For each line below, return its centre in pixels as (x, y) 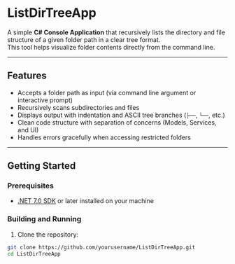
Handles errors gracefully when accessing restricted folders (104, 137)
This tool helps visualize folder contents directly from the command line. (111, 47)
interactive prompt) (45, 100)
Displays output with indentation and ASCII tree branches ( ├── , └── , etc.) (121, 115)
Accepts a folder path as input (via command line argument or (107, 92)
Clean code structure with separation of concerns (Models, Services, (117, 122)
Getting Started (42, 166)
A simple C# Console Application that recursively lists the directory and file (116, 32)
